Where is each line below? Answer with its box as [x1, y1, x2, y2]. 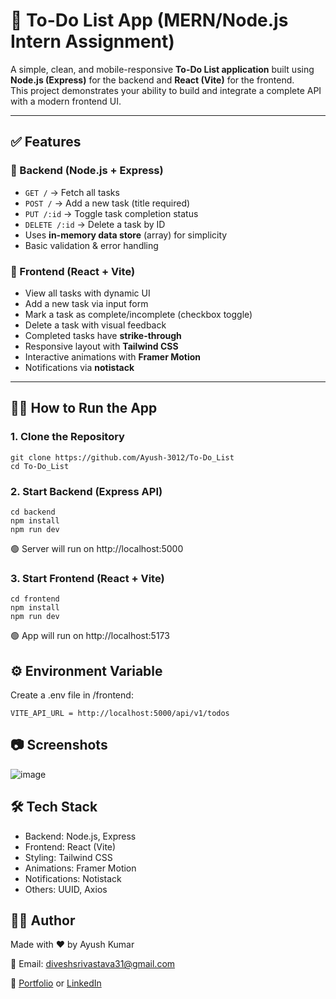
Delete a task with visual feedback [24, 319, 167, 331]
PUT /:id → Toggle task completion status [24, 207, 199, 219]
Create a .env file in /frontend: [10, 689, 134, 701]
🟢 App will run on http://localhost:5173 [10, 630, 170, 642]
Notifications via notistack [24, 361, 135, 373]
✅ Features [10, 134, 82, 151]
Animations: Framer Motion [24, 862, 137, 874]
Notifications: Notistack [24, 872, 122, 884]
